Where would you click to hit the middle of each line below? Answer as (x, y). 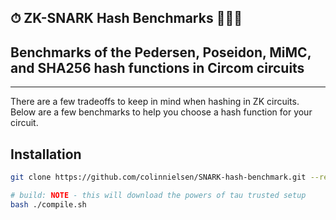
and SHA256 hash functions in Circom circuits (157, 67)
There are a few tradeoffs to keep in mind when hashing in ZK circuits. (155, 102)
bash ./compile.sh (48, 204)
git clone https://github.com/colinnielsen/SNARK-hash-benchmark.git (158, 177)
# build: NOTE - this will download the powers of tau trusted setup (158, 195)
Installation (46, 154)
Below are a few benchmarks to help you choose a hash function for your (161, 112)
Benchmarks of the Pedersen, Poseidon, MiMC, (161, 52)
